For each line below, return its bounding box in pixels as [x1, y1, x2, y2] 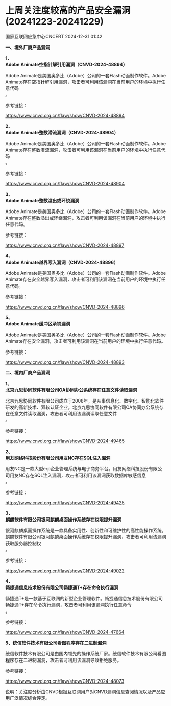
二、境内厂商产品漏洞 [5, 369, 50, 375]
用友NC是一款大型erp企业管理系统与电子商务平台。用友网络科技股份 [5, 465, 149, 472]
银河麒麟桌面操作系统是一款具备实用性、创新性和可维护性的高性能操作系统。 [5, 527, 166, 533]
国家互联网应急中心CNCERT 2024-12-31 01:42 [5, 33, 103, 39]
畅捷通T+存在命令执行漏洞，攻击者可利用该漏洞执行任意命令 [5, 601, 132, 608]
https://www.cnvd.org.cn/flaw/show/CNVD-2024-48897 [5, 242, 125, 248]
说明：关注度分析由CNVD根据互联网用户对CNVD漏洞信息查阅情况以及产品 [5, 688, 161, 695]
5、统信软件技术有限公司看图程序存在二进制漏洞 [5, 640, 107, 646]
